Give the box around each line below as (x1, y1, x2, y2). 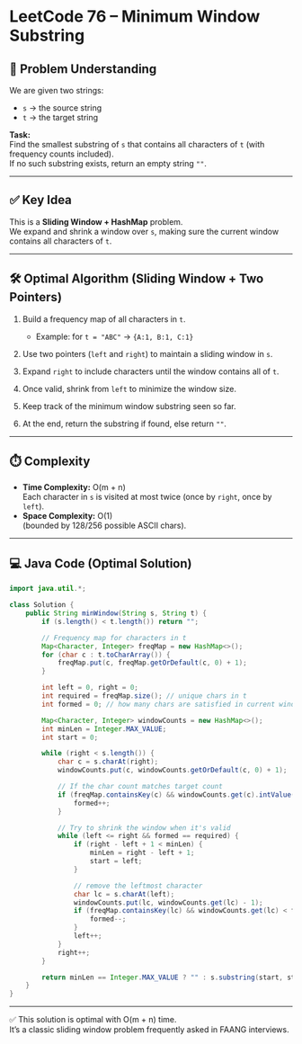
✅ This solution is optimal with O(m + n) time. (9, 1014, 177, 1025)
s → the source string (22, 103, 102, 113)
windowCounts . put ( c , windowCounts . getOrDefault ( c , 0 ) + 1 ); (57, 766, 288, 775)
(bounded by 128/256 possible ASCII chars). (22, 520, 187, 531)
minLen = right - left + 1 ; (89, 848, 195, 858)
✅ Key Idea (9, 192, 72, 208)
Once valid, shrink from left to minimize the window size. (22, 383, 236, 394)
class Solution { (9, 601, 75, 610)
